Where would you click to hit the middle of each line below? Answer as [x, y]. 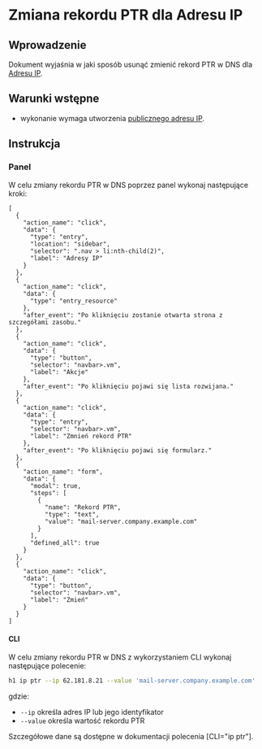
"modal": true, [56, 486]
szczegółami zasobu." [45, 322]
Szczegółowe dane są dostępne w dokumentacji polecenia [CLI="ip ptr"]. [131, 736]
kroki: [18, 194]
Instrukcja [34, 144]
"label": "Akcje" [59, 372]
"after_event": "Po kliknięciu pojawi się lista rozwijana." [128, 386]
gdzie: [19, 696]
